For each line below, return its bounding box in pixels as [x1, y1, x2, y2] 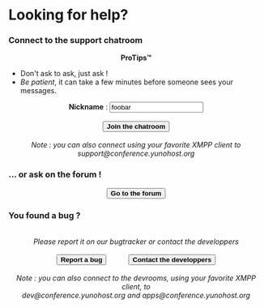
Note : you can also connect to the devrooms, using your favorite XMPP [15, 273, 257, 283]
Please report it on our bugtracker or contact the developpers [33, 237, 239, 246]
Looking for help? [8, 6, 129, 24]
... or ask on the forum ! [8, 169, 102, 180]
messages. [19, 86, 57, 96]
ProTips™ [120, 53, 152, 62]
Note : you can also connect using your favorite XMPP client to [31, 140, 241, 150]
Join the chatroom [106, 122, 166, 131]
